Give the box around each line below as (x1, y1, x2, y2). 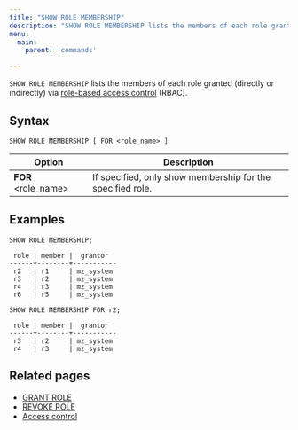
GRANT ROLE (21, 392, 73, 403)
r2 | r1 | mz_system (12, 267, 114, 276)
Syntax (9, 113, 50, 129)
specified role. (92, 182, 153, 194)
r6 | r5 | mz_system (12, 290, 114, 299)
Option (34, 156, 64, 168)
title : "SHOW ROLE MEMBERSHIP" (9, 12, 125, 22)
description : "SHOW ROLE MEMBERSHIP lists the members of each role (9, 21, 268, 30)
